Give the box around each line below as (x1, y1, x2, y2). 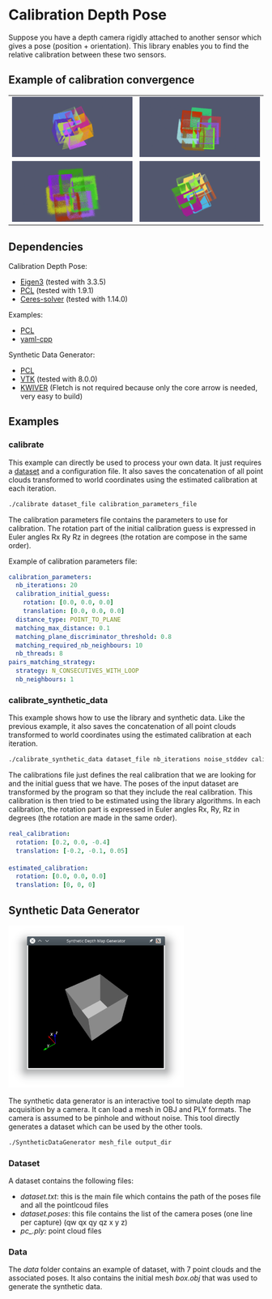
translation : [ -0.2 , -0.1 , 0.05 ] (15, 846, 129, 855)
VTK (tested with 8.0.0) (19, 374, 98, 384)
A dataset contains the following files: (8, 1176, 134, 1186)
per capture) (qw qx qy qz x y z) (19, 1217, 128, 1228)
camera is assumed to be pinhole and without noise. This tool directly (8, 1114, 240, 1123)
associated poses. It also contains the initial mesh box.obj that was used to (8, 1273, 257, 1283)
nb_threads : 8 (15, 649, 63, 658)
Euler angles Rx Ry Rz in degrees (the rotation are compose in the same (8, 532, 248, 542)
